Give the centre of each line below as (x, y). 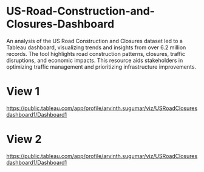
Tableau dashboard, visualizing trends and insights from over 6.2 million (96, 47)
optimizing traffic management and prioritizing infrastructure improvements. (101, 67)
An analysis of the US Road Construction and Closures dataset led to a (95, 41)
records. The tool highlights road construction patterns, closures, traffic (96, 53)
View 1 (23, 91)
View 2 (24, 139)
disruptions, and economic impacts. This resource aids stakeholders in (95, 60)
